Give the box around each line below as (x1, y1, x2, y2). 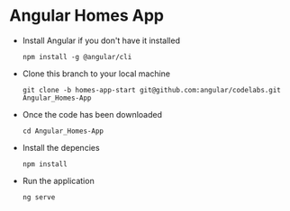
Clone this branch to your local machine (22, 68, 171, 79)
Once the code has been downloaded (22, 109, 162, 119)
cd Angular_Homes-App (22, 127, 104, 136)
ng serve (22, 192, 56, 202)
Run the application (22, 175, 95, 186)
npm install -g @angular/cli (22, 52, 132, 61)
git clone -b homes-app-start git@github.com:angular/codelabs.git (22, 85, 281, 94)
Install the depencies (22, 142, 101, 153)
